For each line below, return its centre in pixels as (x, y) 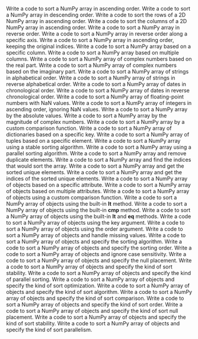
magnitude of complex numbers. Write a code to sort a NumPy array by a (95, 122)
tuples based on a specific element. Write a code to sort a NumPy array (93, 141)
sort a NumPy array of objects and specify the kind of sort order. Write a (94, 304)
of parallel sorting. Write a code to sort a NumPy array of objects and (90, 279)
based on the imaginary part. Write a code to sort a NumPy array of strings (98, 71)
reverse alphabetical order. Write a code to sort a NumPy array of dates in (96, 84)
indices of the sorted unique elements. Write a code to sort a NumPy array (97, 178)
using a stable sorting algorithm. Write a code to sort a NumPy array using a (99, 147)
